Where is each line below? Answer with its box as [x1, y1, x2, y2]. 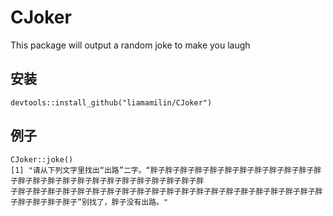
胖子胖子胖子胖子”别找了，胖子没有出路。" [17, 197, 169, 207]
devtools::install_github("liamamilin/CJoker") [10, 97, 213, 108]
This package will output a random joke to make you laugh [10, 39, 251, 51]
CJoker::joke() [10, 154, 74, 165]
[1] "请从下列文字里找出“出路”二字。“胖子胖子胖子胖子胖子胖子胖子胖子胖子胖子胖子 [10, 165, 315, 175]
